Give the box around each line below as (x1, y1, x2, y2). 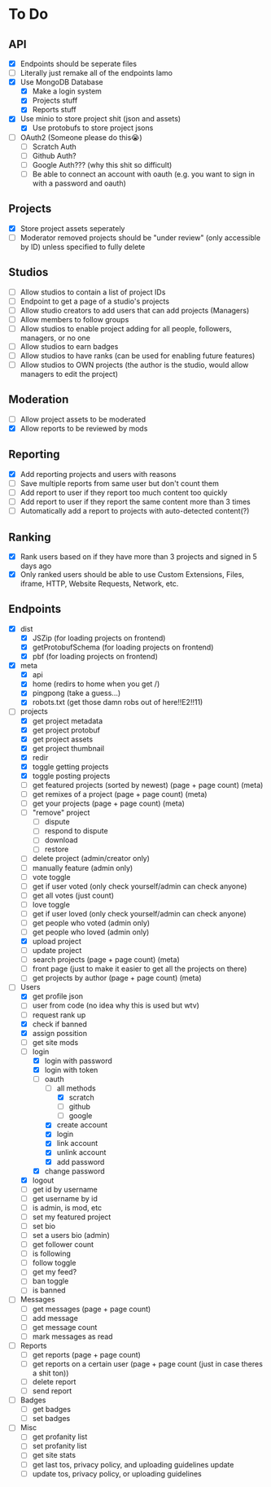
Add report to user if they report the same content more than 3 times (20, 497, 251, 506)
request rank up (32, 1010, 86, 1020)
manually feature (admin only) (32, 863, 133, 873)
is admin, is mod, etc (32, 1202, 103, 1213)
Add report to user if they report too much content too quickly (20, 488, 228, 497)
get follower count (32, 1240, 94, 1249)
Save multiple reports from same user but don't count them (20, 478, 220, 488)
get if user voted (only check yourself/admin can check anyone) (32, 881, 247, 891)
